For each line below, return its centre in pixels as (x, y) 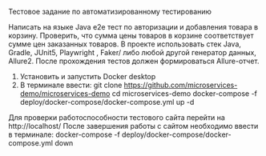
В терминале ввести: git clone (71, 85)
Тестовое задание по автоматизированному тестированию (110, 12)
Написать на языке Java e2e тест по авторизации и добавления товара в (133, 27)
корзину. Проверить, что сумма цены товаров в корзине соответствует (131, 36)
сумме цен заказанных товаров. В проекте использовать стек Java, (125, 44)
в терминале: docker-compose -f (64, 134)
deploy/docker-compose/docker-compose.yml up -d (107, 102)
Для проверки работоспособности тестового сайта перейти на (117, 118)
